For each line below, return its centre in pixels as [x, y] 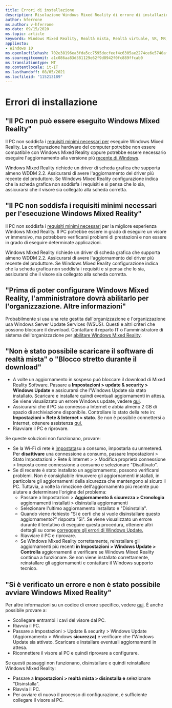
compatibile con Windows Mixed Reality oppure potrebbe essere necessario [86, 152]
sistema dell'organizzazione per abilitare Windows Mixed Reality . [74, 335]
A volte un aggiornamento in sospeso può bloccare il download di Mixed [89, 380]
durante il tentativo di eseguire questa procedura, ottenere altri [87, 525]
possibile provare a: [26, 611]
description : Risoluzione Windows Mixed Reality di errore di [73, 15]
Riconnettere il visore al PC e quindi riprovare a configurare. [76, 653]
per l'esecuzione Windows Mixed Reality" [73, 214]
